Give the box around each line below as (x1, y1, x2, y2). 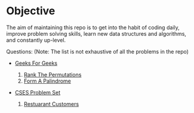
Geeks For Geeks (14, 59, 58, 67)
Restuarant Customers (23, 100, 79, 108)
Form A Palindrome (23, 77, 72, 84)
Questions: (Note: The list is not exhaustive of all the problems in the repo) (6, 48, 189, 55)
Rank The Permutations (23, 71, 82, 78)
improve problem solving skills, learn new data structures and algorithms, (6, 30, 187, 37)
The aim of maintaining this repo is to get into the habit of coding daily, (6, 24, 180, 31)
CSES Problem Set (14, 89, 61, 96)
